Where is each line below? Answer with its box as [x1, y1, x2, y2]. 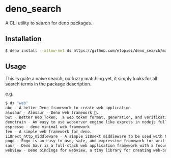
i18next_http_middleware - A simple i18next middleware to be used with [5, 134, 163, 139]
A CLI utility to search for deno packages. [5, 20, 93, 26]
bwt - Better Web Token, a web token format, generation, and [5, 115, 142, 120]
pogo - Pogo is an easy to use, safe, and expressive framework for [5, 138, 154, 144]
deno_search [5, 3, 62, 15]
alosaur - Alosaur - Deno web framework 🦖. [5, 110, 99, 115]
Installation [5, 35, 42, 43]
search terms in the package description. [5, 81, 92, 87]
